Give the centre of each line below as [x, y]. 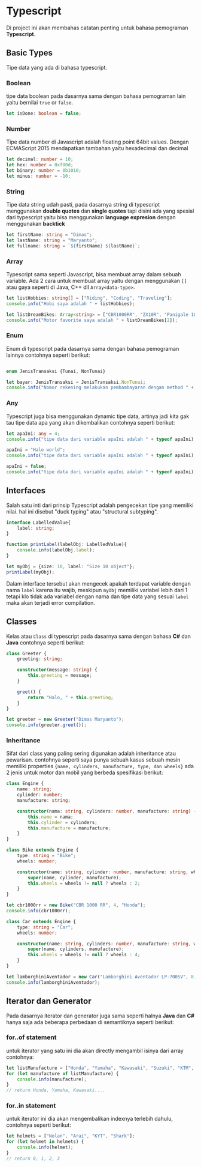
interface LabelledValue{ [38, 523]
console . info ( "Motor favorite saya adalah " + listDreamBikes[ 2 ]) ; [92, 320]
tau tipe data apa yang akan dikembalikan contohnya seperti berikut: [91, 422]
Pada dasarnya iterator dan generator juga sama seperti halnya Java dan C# [100, 1016]
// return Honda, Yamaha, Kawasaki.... [56, 1090]
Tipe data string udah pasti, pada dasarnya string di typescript [83, 205]
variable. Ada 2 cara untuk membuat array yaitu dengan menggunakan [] [97, 280]
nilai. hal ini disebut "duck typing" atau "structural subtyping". [82, 511]
